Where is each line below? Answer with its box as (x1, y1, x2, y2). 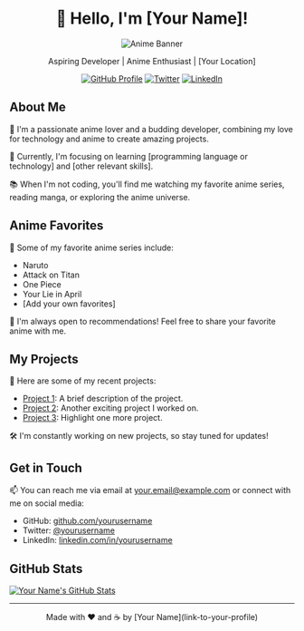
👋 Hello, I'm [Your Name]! (55, 8, 249, 29)
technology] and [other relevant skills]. (9, 160, 154, 171)
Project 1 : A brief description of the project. (22, 393, 184, 404)
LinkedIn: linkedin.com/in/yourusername (22, 535, 174, 546)
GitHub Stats (9, 561, 83, 577)
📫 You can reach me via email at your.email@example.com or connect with (9, 485, 291, 496)
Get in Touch (9, 460, 83, 475)
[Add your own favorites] (22, 298, 116, 309)
